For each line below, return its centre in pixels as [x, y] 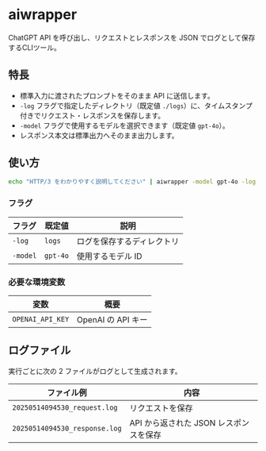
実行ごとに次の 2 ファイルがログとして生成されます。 [95, 371]
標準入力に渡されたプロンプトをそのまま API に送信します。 [117, 95]
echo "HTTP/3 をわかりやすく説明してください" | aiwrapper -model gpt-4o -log [132, 181]
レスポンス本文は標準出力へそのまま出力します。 [99, 135]
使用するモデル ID [109, 256]
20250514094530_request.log [65, 407]
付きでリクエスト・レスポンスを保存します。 [92, 115]
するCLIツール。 [34, 47]
